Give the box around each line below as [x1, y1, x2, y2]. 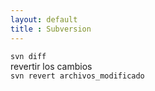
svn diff [10, 51, 47, 61]
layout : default [10, 14, 78, 25]
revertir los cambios [10, 60, 93, 72]
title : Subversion [10, 24, 92, 34]
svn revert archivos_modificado [10, 71, 145, 81]
